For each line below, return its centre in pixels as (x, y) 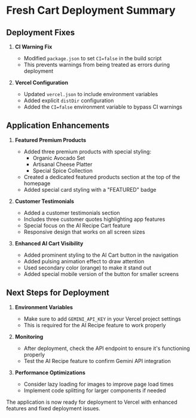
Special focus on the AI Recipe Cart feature (77, 225)
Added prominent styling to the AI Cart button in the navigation (101, 255)
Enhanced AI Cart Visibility (49, 243)
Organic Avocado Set (59, 158)
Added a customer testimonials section (72, 213)
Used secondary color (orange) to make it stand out (87, 268)
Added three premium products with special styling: (87, 151)
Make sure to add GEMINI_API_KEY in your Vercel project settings (102, 319)
